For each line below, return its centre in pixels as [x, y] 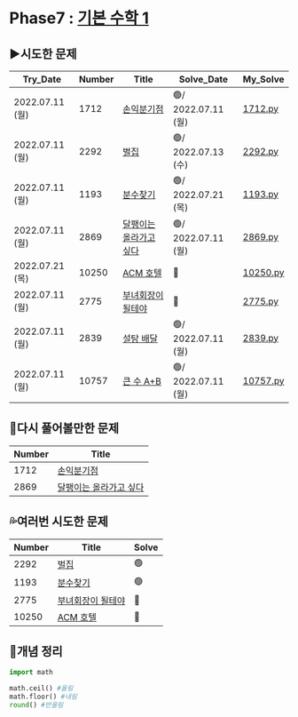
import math [31, 673]
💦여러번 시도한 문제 [59, 522]
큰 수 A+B [142, 381]
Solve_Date [204, 79]
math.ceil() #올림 [41, 689]
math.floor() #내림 [43, 697]
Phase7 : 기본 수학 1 [79, 18]
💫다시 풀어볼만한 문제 [64, 429]
